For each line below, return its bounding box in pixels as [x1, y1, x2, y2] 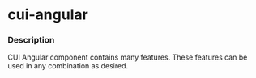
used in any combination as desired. [7, 61, 129, 71]
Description [7, 35, 55, 46]
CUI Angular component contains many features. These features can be [7, 52, 248, 62]
